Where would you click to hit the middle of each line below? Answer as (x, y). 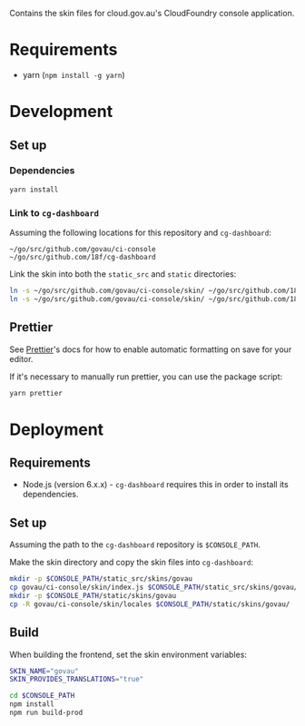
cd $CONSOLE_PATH (42, 696)
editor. (21, 358)
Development (61, 112)
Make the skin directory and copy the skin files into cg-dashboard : (132, 563)
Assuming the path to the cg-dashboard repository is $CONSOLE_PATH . (135, 544)
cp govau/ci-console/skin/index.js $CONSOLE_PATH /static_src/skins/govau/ (154, 588)
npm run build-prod (46, 713)
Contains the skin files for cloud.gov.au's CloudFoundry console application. (152, 13)
